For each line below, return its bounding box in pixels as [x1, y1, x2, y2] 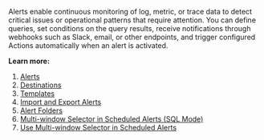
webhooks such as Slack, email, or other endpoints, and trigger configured [8, 32, 256, 42]
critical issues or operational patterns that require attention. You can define [8, 15, 257, 25]
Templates [19, 89, 55, 98]
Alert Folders [19, 106, 63, 115]
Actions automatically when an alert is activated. [8, 41, 169, 50]
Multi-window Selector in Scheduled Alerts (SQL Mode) [19, 114, 204, 123]
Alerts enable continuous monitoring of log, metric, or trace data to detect [8, 7, 253, 16]
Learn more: [8, 56, 51, 66]
